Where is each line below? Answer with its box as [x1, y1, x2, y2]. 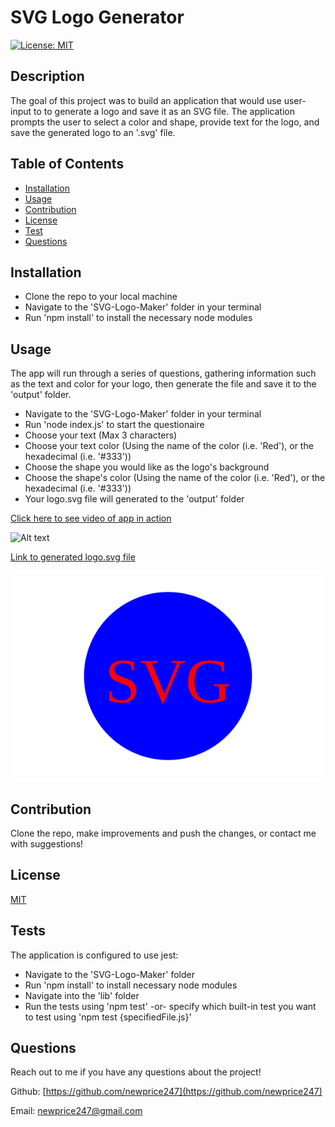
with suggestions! [10, 838, 84, 850]
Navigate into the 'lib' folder [24, 989, 140, 1001]
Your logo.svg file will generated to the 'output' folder [24, 493, 245, 505]
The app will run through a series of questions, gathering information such [10, 367, 317, 380]
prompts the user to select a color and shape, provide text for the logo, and [10, 116, 320, 128]
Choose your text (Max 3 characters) [24, 429, 178, 441]
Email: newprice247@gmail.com [10, 1105, 143, 1117]
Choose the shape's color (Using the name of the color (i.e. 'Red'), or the [24, 472, 326, 484]
